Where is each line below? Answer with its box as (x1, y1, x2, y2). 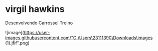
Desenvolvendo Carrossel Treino (5, 20, 73, 26)
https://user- (24, 29, 50, 35)
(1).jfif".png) (5, 40, 30, 46)
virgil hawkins (5, 3, 65, 15)
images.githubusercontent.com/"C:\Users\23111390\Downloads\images (5, 35, 153, 41)
